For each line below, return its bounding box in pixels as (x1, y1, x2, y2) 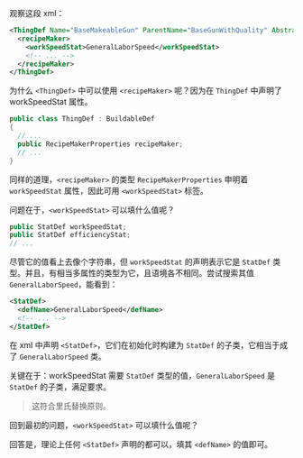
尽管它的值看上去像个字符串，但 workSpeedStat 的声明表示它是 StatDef (9, 256, 271, 268)
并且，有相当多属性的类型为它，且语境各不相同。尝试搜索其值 (24, 268, 254, 279)
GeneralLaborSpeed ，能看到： (9, 279, 118, 290)
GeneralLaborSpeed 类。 (19, 351, 106, 362)
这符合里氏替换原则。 (31, 400, 111, 411)
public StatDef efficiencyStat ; (9, 231, 131, 240)
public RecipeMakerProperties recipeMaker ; (17, 139, 183, 149)
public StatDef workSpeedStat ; (9, 222, 127, 232)
